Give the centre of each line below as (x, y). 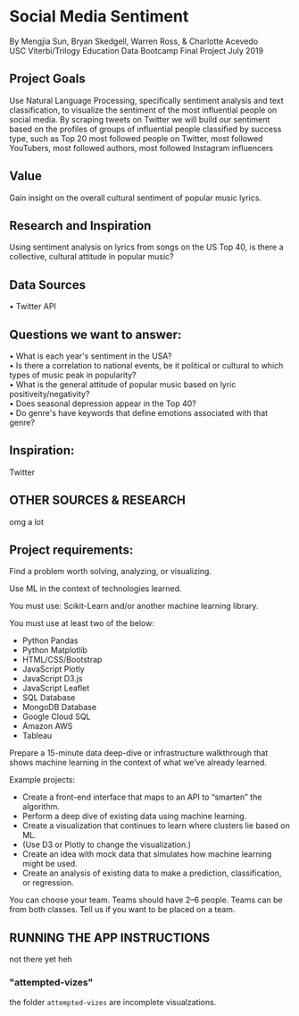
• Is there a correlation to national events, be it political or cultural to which (146, 365)
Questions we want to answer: (96, 334)
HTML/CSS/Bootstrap (62, 660)
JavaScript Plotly (53, 669)
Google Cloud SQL (56, 716)
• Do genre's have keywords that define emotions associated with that (139, 413)
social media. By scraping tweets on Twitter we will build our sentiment (140, 119)
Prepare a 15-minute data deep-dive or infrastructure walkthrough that (139, 753)
